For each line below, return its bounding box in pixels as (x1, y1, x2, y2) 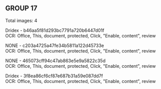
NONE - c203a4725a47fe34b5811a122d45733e (5, 42, 104, 49)
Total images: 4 (5, 17, 37, 23)
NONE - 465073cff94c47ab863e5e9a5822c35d (5, 58, 106, 64)
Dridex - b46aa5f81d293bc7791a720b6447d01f (5, 27, 105, 33)
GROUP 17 (5, 4, 37, 13)
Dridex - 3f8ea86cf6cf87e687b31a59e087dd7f (5, 73, 103, 79)
